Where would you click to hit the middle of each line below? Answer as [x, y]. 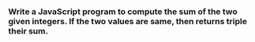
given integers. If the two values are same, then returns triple [127, 21]
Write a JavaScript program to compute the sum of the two [123, 12]
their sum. [28, 31]
